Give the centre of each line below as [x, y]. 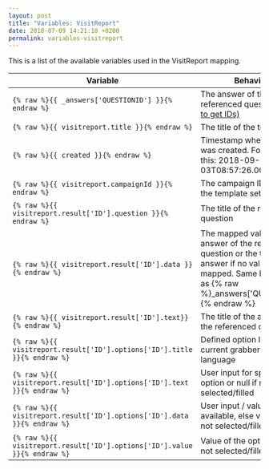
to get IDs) [220, 115]
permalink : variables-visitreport [66, 38]
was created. [225, 151]
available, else [227, 416]
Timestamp [222, 140]
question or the [229, 253]
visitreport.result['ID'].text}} [125, 318]
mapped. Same [229, 273]
